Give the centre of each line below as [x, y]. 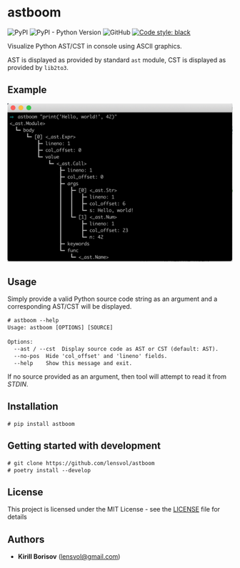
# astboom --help [33, 320]
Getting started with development [84, 446]
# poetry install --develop [49, 470]
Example [27, 90]
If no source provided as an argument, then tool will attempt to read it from [117, 377]
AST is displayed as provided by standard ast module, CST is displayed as [117, 60]
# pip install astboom [41, 424]
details [17, 517]
